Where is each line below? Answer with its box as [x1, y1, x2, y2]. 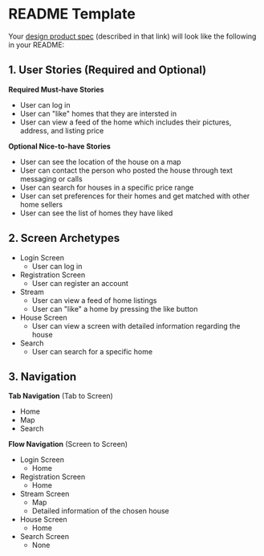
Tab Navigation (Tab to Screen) [8, 391, 114, 401]
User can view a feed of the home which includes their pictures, [19, 117, 232, 127]
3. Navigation [8, 370, 77, 383]
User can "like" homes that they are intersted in [19, 108, 177, 118]
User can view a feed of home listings [31, 295, 157, 305]
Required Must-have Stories [8, 84, 104, 94]
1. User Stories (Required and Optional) [8, 63, 207, 77]
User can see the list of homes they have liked [19, 208, 173, 218]
